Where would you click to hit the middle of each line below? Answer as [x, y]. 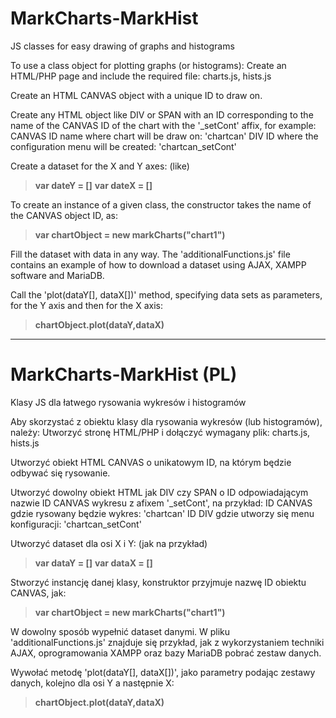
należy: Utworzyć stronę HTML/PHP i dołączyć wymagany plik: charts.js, [160, 432]
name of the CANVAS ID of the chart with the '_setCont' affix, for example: [163, 125]
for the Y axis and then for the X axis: [87, 305]
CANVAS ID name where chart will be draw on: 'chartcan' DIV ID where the [164, 136]
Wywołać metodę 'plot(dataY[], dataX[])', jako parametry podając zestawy [163, 672]
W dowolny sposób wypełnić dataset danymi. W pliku [120, 631]
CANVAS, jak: [38, 593]
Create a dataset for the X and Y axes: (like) [100, 166]
